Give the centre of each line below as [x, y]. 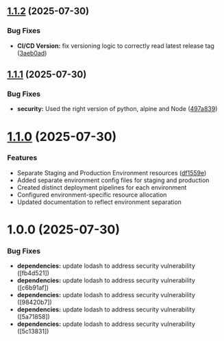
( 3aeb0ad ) [32, 53]
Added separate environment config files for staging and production [113, 180]
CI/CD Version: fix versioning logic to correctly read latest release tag [115, 46]
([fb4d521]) [33, 273]
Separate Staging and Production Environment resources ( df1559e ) [112, 173]
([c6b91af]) [33, 288]
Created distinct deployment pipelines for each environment [102, 187]
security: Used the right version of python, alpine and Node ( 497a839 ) [117, 109]
